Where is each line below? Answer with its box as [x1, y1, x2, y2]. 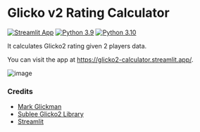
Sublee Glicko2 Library [17, 110, 85, 119]
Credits [7, 86, 33, 96]
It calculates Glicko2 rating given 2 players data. [7, 41, 147, 50]
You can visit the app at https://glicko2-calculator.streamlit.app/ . [7, 55, 194, 64]
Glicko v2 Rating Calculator [7, 5, 170, 21]
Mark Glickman [17, 103, 62, 111]
